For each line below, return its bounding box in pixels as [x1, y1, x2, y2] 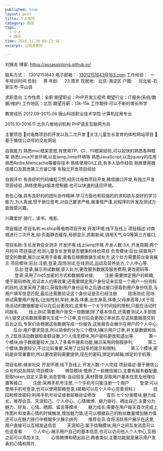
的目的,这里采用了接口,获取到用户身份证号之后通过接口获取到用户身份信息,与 [5, 284, 158, 290]
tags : [5, 25, 16, 30]
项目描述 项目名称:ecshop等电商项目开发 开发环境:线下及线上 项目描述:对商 [5, 225, 155, 231]
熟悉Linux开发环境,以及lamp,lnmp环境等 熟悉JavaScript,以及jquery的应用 [10, 154, 157, 159]
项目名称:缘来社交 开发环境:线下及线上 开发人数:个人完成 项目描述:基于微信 [5, 362, 154, 367]
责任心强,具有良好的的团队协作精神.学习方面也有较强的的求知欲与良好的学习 [5, 192, 157, 198]
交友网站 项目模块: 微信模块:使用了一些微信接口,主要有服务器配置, [18, 367, 159, 373]
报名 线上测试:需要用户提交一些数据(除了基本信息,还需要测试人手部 [9, 309, 152, 314]
